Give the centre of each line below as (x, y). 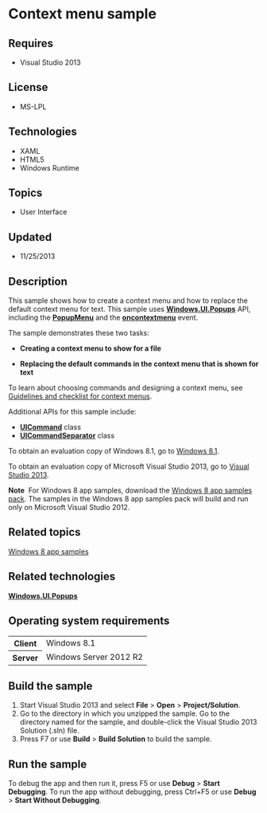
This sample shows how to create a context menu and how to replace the (128, 300)
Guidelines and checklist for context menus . (80, 396)
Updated (30, 237)
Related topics (44, 532)
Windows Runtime (49, 167)
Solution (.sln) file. (49, 731)
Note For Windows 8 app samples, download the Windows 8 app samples (130, 490)
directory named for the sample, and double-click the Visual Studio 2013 (138, 722)
